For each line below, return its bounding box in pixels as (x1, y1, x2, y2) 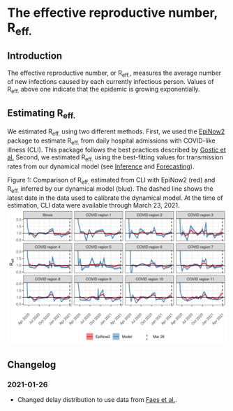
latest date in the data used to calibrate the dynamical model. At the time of (7, 194, 223, 202)
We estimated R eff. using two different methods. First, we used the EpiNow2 (7, 127, 225, 137)
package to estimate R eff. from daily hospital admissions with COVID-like (7, 136, 216, 146)
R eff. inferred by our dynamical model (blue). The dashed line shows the (7, 185, 214, 195)
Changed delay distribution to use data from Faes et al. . (17, 395, 177, 403)
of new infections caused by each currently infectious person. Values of (7, 78, 214, 86)
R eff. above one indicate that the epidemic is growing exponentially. (7, 85, 200, 95)
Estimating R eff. (7, 107, 76, 120)
